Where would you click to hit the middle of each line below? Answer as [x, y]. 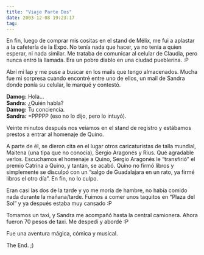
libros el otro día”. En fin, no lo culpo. [52, 179]
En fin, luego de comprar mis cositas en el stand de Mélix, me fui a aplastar [100, 41]
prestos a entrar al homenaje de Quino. [55, 134]
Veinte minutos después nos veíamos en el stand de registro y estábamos [99, 128]
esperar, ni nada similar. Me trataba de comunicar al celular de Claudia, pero [102, 54]
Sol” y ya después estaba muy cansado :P [59, 203]
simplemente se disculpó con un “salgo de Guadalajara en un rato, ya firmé [100, 172]
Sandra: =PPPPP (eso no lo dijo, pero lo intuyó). [66, 116]
